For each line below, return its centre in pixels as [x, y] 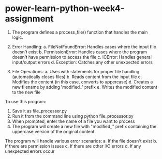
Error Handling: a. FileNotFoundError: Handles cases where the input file [84, 47]
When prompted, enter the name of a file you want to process [74, 121]
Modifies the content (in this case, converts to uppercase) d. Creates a [82, 82]
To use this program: [26, 101]
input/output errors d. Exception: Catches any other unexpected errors [82, 62]
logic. [17, 37]
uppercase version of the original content [53, 131]
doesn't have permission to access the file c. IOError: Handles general [82, 57]
